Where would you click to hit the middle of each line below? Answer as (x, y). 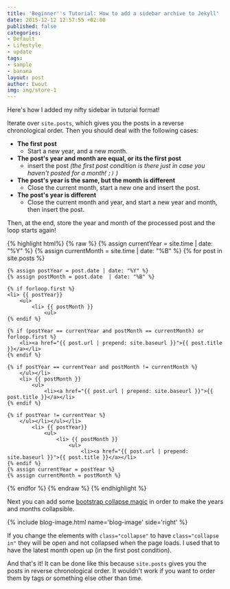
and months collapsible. (41, 509)
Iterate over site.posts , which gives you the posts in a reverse (95, 123)
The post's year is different (57, 195)
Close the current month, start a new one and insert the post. (114, 188)
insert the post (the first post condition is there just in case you (116, 166)
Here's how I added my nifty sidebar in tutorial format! (83, 110)
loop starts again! (32, 231)
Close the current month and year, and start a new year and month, (122, 202)
